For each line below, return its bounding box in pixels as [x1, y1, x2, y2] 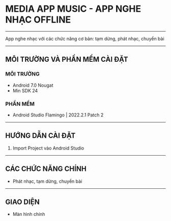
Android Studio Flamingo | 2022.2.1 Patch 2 [12, 112, 104, 118]
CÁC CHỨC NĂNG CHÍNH [5, 164, 87, 174]
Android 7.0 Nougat [12, 82, 53, 88]
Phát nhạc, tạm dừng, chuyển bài [12, 178, 82, 184]
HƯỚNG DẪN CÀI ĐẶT [5, 131, 76, 140]
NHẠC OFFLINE [5, 14, 71, 26]
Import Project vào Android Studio [12, 145, 84, 151]
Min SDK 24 [12, 87, 38, 93]
